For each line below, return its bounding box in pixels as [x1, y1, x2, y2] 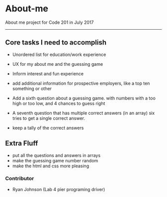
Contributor [5, 175, 34, 182]
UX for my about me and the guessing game [12, 61, 103, 67]
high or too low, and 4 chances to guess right [12, 100, 105, 106]
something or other [12, 85, 52, 92]
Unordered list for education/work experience [12, 51, 106, 57]
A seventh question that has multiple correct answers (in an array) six [12, 110, 155, 116]
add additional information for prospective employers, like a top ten [12, 80, 150, 86]
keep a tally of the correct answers [12, 125, 84, 131]
